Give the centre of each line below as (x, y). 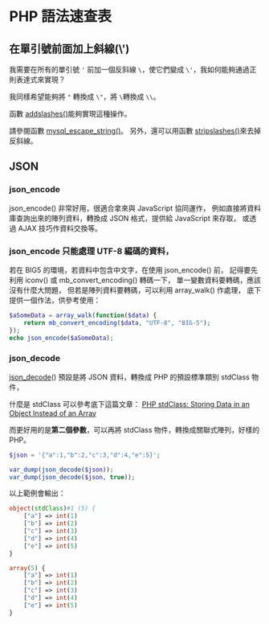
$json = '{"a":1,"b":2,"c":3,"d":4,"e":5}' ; (85, 455)
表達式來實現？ (41, 80)
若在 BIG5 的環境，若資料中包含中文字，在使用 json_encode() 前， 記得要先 (133, 269)
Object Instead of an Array (53, 413)
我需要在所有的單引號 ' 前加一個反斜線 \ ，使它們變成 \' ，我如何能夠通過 (129, 70)
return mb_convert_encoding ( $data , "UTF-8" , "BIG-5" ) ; (117, 322)
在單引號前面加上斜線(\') (69, 49)
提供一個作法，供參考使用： (55, 300)
